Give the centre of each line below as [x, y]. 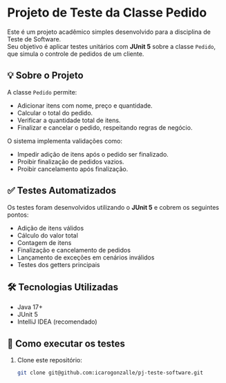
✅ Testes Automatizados [62, 191]
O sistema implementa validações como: [65, 141]
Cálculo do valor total [47, 235]
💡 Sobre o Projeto [46, 76]
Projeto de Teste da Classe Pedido [107, 13]
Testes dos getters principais [58, 264]
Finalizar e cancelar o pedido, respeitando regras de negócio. [105, 127]
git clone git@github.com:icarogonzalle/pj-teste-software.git [110, 373]
